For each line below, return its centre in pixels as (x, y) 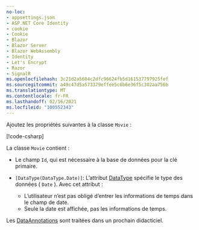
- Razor (16, 68)
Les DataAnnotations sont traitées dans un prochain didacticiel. (85, 220)
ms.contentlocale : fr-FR (37, 96)
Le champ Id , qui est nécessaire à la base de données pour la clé (96, 159)
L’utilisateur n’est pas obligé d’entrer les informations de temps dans (109, 196)
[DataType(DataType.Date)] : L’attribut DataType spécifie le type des (99, 177)
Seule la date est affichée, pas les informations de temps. (95, 208)
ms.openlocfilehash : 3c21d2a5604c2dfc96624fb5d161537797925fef (87, 79)
